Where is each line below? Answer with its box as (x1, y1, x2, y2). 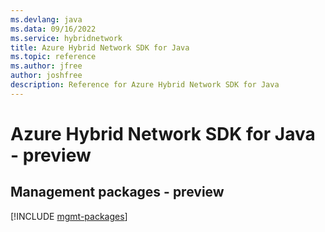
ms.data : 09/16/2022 (10, 24, 97, 34)
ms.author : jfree (10, 61, 83, 71)
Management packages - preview (10, 184, 225, 201)
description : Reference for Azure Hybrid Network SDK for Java (10, 80, 280, 90)
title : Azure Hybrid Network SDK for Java (10, 42, 190, 53)
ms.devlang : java (10, 14, 83, 25)
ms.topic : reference (10, 52, 97, 62)
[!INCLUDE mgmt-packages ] (10, 210, 128, 222)
